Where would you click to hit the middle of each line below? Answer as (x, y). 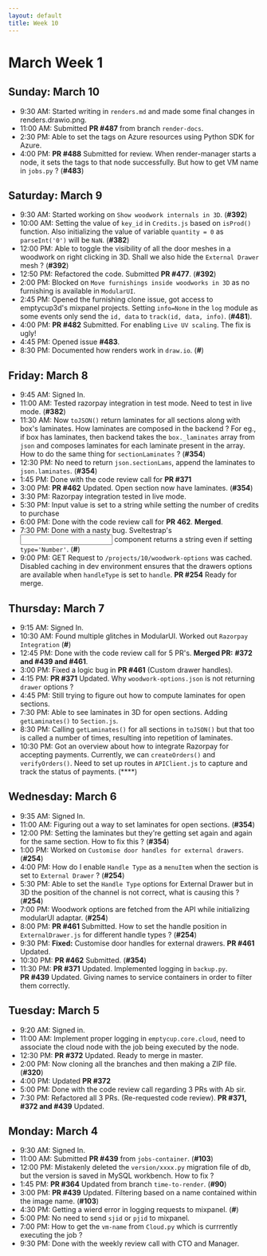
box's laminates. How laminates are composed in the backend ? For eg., (138, 429)
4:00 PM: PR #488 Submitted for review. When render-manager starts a (138, 153)
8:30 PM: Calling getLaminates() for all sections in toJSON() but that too (137, 729)
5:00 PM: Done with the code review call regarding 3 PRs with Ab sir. (133, 1089)
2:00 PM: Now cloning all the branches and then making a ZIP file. (128, 1064)
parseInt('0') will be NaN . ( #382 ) (75, 240)
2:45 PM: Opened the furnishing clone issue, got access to (116, 299)
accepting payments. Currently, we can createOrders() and (118, 754)
